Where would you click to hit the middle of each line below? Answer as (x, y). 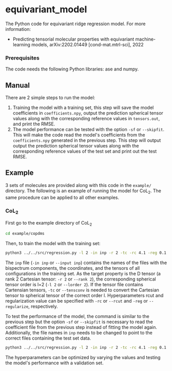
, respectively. (43, 306)
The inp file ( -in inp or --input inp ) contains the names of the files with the (86, 263)
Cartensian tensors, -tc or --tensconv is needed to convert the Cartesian (82, 290)
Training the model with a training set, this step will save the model (83, 108)
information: (18, 29)
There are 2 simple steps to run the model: (50, 98)
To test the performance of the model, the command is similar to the (78, 316)
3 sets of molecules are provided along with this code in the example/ (78, 185)
